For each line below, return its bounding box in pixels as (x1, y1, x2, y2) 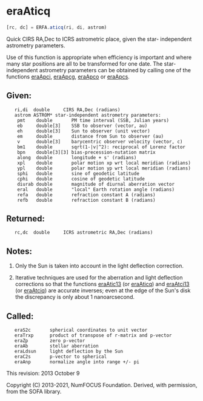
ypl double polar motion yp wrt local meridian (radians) (17, 165, 191, 171)
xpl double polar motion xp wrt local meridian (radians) (17, 160, 191, 166)
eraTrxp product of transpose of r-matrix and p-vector (14, 332, 172, 338)
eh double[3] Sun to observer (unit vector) (17, 128, 150, 134)
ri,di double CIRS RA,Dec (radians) (14, 106, 121, 113)
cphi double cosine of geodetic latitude (17, 176, 145, 182)
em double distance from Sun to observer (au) (17, 133, 164, 139)
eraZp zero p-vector (14, 338, 85, 344)
